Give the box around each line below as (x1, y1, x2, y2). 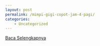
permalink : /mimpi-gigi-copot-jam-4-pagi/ (5, 12, 95, 17)
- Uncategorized (14, 21, 48, 26)
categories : (5, 16, 30, 21)
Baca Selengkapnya (5, 35, 46, 41)
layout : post (5, 7, 32, 12)
